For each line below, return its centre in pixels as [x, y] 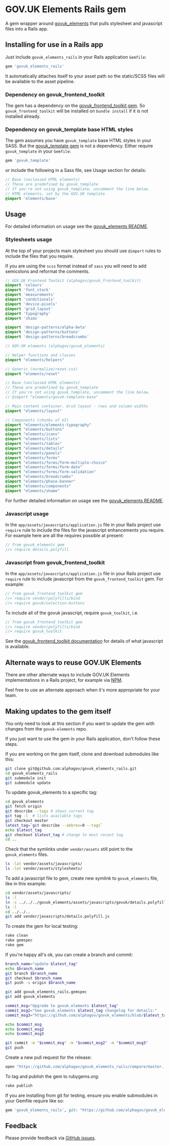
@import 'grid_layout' [29, 309]
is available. [17, 647]
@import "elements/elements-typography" [49, 425]
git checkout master [27, 820]
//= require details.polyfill [37, 549]
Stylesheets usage [29, 239]
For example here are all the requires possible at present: [65, 535]
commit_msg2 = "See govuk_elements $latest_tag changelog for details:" [81, 1011]
